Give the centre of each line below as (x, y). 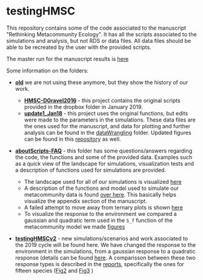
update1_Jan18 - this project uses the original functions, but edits (106, 113)
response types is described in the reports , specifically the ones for (100, 264)
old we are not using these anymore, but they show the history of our (101, 82)
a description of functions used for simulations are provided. (91, 170)
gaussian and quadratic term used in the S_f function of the (98, 220)
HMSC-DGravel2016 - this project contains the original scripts (102, 100)
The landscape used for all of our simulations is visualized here (103, 181)
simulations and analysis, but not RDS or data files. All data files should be (98, 41)
